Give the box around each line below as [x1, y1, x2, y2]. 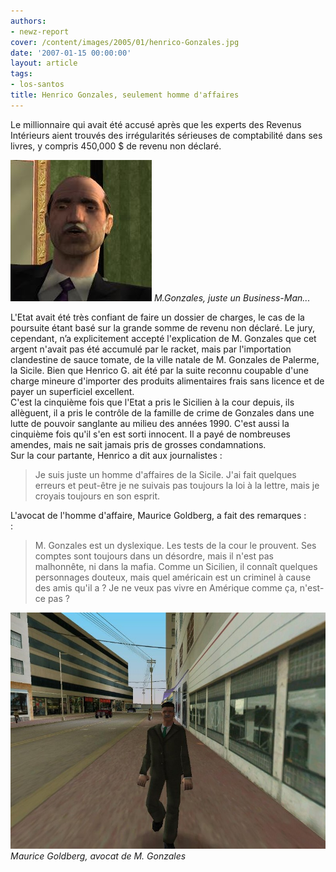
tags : [10, 69, 33, 79]
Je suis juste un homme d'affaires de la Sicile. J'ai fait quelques [34, 468, 297, 480]
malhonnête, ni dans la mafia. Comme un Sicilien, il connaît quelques [34, 560, 318, 572]
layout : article [10, 58, 78, 69]
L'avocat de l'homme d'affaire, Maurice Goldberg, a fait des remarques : [10, 509, 307, 521]
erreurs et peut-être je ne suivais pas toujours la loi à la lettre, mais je [34, 479, 320, 491]
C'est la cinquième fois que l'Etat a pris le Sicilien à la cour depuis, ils [10, 396, 295, 408]
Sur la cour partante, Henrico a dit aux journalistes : [10, 449, 223, 461]
